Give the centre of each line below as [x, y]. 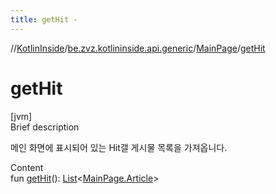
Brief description [45, 127]
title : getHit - [44, 19]
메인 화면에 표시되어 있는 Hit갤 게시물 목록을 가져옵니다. [119, 147]
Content [27, 167]
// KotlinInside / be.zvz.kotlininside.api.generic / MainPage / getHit [138, 48]
